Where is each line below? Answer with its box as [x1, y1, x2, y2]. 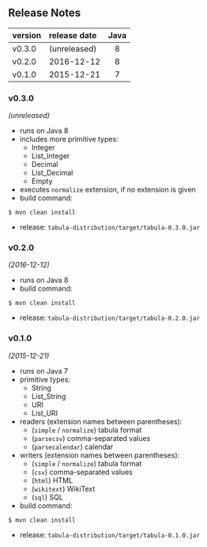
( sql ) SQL [31, 492, 63, 502]
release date [48, 29, 97, 40]
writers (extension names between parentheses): [19, 450, 180, 460]
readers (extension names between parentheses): [19, 416, 183, 426]
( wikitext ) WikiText [31, 484, 96, 493]
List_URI [31, 408, 58, 418]
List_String [31, 391, 66, 401]
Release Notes [8, 6, 81, 20]
